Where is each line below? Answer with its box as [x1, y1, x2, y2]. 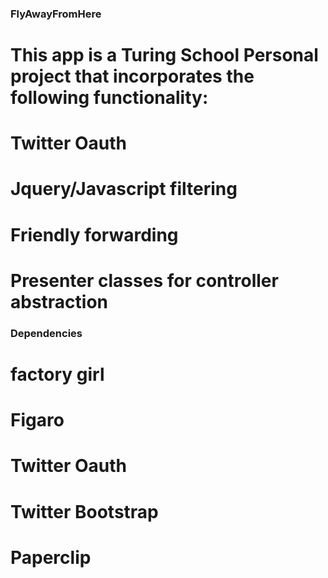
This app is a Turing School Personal [10, 44, 319, 67]
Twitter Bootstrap [10, 500, 159, 523]
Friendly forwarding [10, 223, 179, 246]
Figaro [10, 409, 65, 432]
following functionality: [10, 87, 209, 109]
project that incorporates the [10, 65, 255, 88]
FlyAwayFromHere [10, 7, 102, 21]
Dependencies [10, 326, 83, 340]
